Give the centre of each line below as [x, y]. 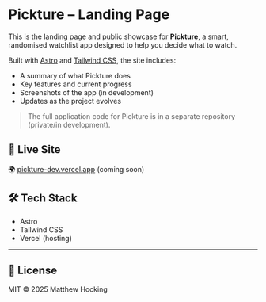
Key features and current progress [76, 84]
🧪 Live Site [34, 149]
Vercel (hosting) [46, 238]
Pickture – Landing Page [89, 15]
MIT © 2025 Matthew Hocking [58, 289]
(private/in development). [69, 124]
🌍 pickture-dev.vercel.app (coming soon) [76, 169]
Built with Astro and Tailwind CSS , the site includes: [92, 60]
